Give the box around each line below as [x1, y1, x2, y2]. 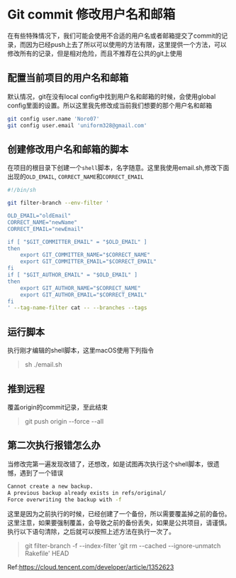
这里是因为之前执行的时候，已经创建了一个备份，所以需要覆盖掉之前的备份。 [7, 510, 231, 518]
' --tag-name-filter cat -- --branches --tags [7, 304, 147, 311]
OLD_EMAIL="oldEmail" [7, 213, 72, 220]
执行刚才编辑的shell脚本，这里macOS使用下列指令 [7, 346, 154, 355]
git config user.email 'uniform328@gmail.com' [7, 122, 147, 129]
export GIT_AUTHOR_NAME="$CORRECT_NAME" [20, 284, 141, 291]
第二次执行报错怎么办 [7, 439, 101, 451]
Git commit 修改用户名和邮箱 [7, 6, 176, 23]
